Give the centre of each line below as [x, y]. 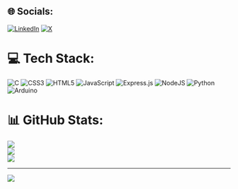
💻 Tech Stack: [51, 59]
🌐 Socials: [30, 12]
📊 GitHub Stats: [56, 120]
